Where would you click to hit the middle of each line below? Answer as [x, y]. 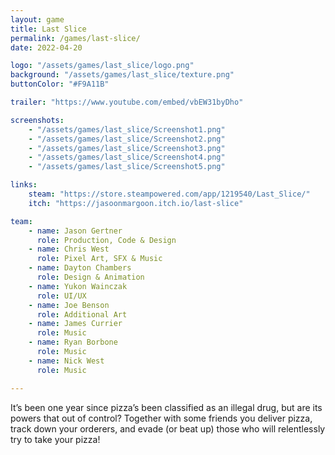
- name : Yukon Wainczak [78, 286]
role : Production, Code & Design [106, 240]
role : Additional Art [82, 314]
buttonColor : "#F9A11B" [60, 84]
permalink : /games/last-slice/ [75, 38]
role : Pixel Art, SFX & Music [99, 259]
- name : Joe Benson [69, 305]
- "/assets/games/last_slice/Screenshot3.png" [127, 148]
